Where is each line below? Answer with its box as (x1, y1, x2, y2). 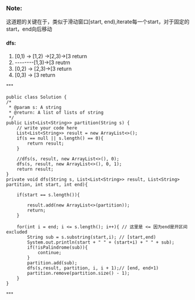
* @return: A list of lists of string (8, 109, 104, 115)
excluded (6, 229, 28, 235)
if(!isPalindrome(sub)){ (27, 244, 88, 251)
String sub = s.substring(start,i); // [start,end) (27, 234, 157, 240)
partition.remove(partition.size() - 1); (27, 270, 130, 276)
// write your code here (16, 125, 78, 131)
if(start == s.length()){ (16, 192, 80, 198)
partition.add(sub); (27, 260, 78, 266)
